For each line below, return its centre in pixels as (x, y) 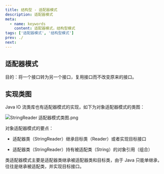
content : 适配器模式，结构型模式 (45, 28)
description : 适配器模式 (29, 14)
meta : (11, 19)
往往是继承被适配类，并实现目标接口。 (44, 166)
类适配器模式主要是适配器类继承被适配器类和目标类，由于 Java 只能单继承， (84, 160)
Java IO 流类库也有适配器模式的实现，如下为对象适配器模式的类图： (75, 107)
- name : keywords (28, 24)
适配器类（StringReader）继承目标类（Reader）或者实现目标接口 (79, 139)
